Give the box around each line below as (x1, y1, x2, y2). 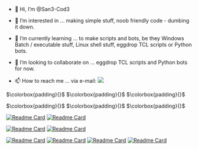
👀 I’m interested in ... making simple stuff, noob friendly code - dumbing (14, 17, 190, 24)
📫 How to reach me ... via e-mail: (14, 77, 96, 84)
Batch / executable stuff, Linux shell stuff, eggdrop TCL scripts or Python (14, 41, 192, 48)
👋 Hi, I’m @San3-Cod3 (14, 6, 70, 12)
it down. (14, 24, 35, 30)
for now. (14, 65, 35, 72)
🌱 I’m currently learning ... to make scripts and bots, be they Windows (14, 35, 184, 41)
